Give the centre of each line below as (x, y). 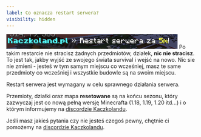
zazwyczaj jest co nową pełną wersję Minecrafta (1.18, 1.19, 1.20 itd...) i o (96, 102)
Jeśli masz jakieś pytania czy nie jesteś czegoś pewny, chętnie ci (88, 121)
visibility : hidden (31, 19)
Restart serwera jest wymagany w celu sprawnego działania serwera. (93, 84)
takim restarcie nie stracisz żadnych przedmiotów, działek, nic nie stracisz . (101, 53)
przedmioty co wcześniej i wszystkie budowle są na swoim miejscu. (91, 72)
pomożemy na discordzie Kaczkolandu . (56, 127)
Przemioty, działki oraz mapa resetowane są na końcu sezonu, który (92, 96)
